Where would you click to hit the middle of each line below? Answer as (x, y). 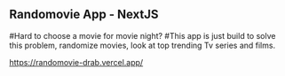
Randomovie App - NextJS (84, 15)
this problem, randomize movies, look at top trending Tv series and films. (142, 45)
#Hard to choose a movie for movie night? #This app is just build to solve (142, 35)
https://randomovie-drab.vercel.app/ (76, 62)
